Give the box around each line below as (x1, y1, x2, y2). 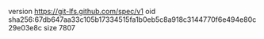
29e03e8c (8, 23, 42, 32)
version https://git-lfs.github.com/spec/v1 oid (8, 7, 156, 16)
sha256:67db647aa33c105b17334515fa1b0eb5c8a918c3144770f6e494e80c (8, 15, 257, 24)
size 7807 (43, 23, 75, 32)
